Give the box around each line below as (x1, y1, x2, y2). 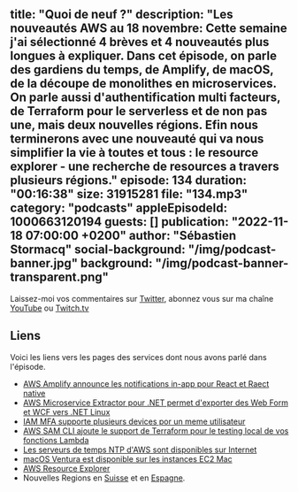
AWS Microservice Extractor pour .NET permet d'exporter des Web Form (22, 397, 288, 408)
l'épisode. (10, 361, 47, 372)
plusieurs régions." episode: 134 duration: (10, 173, 247, 188)
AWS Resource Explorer (22, 463, 111, 473)
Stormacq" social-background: (10, 242, 187, 258)
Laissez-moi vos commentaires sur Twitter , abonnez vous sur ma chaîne (10, 293, 274, 304)
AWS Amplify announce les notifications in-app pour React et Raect (22, 378, 270, 388)
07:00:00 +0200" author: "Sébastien (25, 228, 237, 243)
